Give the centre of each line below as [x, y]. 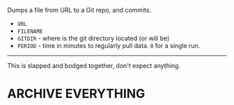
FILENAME [30, 31]
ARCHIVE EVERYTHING [76, 94]
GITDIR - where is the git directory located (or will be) [93, 38]
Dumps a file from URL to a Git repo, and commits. [79, 10]
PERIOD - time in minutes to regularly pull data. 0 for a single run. [109, 46]
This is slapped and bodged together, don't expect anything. [94, 66]
